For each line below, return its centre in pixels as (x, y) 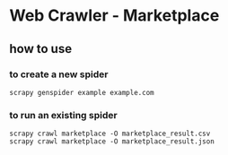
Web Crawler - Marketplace (114, 16)
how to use (41, 49)
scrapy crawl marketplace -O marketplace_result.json (112, 142)
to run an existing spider (64, 115)
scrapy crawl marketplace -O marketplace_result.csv (110, 134)
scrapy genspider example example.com (82, 92)
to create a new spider (59, 74)
